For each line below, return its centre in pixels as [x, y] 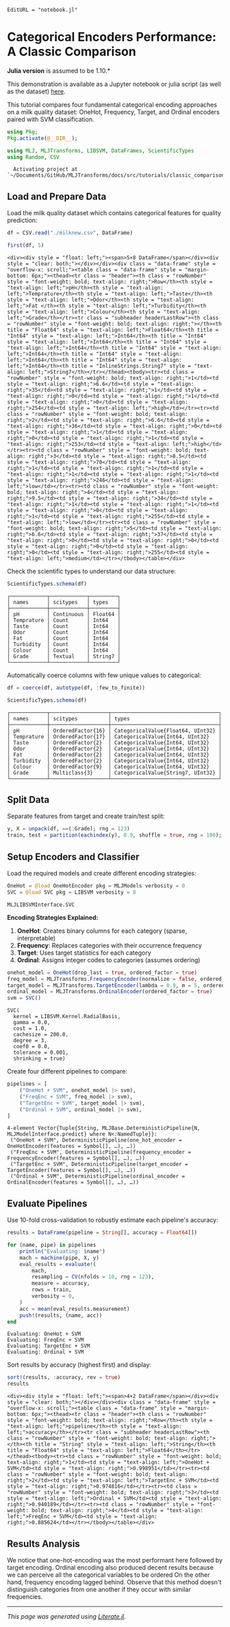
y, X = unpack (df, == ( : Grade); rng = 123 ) [68, 829]
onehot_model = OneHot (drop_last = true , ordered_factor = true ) [102, 973]
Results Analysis [43, 1543]
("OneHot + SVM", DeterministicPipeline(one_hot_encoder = [96, 1140]
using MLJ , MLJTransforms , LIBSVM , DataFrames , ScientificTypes [101, 151]
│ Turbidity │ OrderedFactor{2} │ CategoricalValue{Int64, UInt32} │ [115, 761]
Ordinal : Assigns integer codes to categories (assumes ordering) [108, 960]
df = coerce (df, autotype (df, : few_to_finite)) [76, 687]
